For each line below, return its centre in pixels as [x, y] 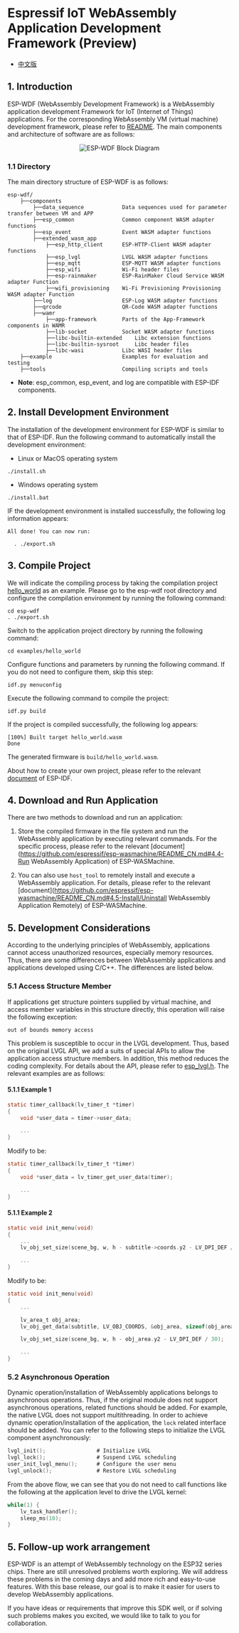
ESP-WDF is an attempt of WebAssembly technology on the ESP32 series [115, 1564]
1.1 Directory [29, 167]
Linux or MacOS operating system [68, 458]
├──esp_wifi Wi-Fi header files [112, 270]
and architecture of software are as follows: [71, 134]
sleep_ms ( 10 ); [41, 1518]
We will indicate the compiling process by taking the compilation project [113, 583]
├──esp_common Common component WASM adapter [124, 220]
